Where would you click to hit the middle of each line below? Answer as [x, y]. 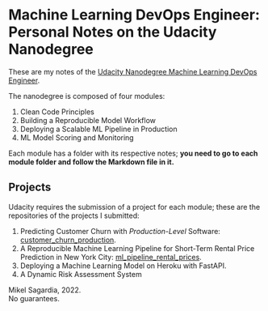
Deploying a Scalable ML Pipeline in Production [98, 129]
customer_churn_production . [68, 240]
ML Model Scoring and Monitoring [77, 137]
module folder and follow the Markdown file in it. [92, 162]
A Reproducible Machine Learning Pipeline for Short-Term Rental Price [137, 248]
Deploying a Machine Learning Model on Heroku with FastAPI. [123, 266]
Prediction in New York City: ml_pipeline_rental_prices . [111, 257]
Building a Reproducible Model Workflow [88, 120]
